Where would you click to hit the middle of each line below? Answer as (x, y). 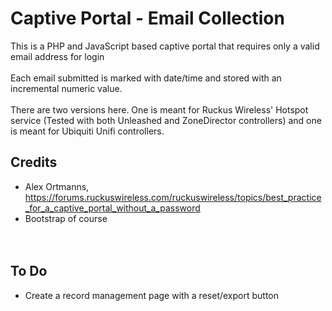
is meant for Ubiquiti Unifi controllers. (87, 131)
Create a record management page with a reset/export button (152, 295)
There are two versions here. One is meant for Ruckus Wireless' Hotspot (159, 109)
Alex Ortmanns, (57, 186)
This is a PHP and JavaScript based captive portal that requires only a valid (165, 46)
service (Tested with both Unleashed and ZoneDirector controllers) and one (166, 120)
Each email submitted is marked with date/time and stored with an (146, 78)
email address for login (57, 56)
